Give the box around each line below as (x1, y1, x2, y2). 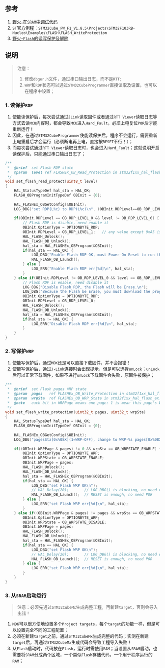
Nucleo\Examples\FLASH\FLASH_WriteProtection (12, 30, 107, 36)
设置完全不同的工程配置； (16, 627, 69, 633)
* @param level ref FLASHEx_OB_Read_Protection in (7, 170, 118, 175)
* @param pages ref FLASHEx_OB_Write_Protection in (7, 392, 124, 396)
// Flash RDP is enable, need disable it (23, 280, 109, 285)
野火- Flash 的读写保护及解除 (12, 35, 69, 41)
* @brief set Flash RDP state (7, 165, 74, 170)
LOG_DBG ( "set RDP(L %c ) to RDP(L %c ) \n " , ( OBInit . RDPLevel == (14, 206, 137, 211)
